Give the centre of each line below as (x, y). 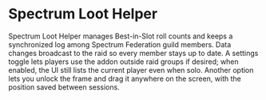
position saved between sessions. (64, 87)
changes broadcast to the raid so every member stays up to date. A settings (133, 53)
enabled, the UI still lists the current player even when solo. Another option (131, 70)
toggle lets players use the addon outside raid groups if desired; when (124, 62)
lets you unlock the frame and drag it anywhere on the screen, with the (125, 78)
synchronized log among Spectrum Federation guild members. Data (120, 44)
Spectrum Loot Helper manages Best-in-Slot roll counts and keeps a (121, 36)
